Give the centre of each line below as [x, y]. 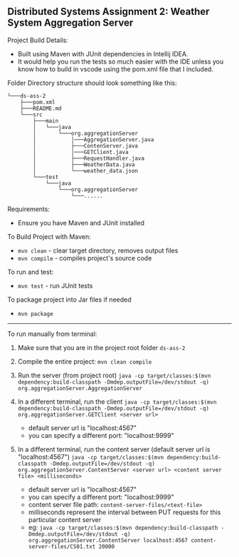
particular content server [65, 519]
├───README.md [41, 108]
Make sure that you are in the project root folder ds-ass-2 [101, 347]
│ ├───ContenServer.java [86, 145]
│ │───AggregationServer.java [94, 139]
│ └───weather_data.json [86, 170]
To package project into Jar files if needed [69, 300]
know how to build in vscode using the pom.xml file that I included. [115, 69]
